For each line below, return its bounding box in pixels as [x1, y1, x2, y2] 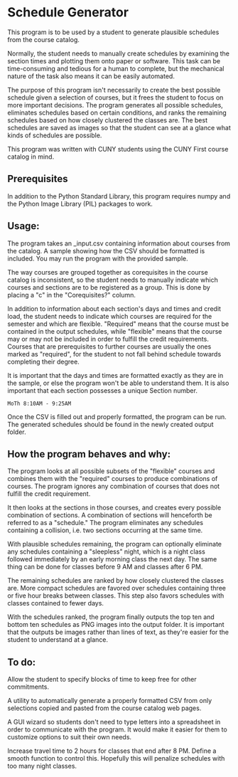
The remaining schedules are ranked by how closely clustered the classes [7, 576, 225, 585]
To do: [7, 656, 36, 668]
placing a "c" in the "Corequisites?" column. [7, 290, 136, 299]
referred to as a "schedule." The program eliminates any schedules [7, 519, 204, 527]
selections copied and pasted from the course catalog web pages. [7, 704, 202, 712]
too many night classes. [7, 762, 77, 771]
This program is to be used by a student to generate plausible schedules [7, 28, 220, 36]
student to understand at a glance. [7, 635, 109, 644]
